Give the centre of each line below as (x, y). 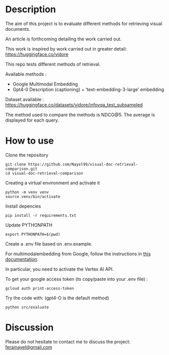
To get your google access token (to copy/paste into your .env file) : (77, 279)
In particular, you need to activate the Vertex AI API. (59, 269)
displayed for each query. (32, 120)
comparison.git (21, 169)
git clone (16, 164)
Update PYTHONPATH (29, 225)
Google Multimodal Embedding (45, 84)
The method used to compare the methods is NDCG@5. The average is (80, 115)
